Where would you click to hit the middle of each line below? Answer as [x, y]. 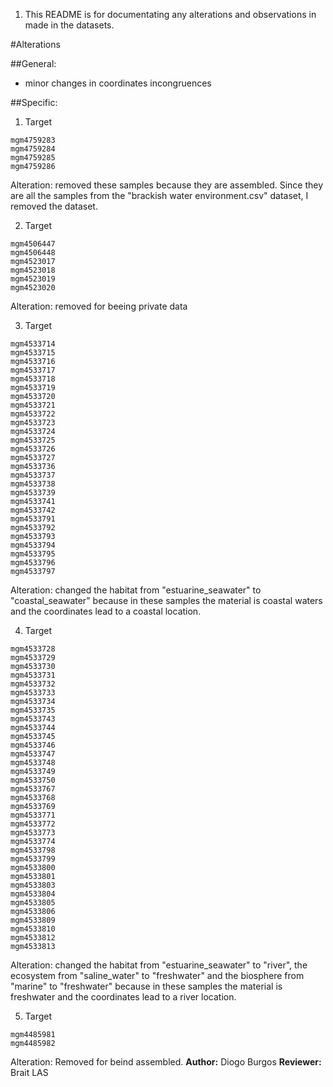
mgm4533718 [33, 379]
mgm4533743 [33, 719]
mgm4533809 [33, 920]
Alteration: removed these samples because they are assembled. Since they [167, 185]
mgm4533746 [33, 745]
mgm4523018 [33, 270]
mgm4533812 [33, 938]
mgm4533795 [33, 554]
